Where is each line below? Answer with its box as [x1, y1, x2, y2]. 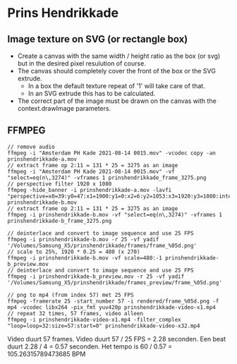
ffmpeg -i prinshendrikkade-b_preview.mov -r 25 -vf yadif [7, 273, 185, 280]
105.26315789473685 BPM [7, 349, 86, 358]
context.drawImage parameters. [17, 104, 111, 112]
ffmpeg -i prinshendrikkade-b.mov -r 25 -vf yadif [7, 236, 159, 243]
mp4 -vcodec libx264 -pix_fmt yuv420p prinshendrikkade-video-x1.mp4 [7, 303, 217, 311]
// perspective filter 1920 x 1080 [7, 180, 112, 188]
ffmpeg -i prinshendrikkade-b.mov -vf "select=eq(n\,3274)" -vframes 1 [7, 211, 222, 218]
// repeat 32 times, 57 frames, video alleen [7, 310, 143, 317]
